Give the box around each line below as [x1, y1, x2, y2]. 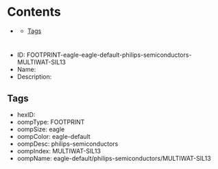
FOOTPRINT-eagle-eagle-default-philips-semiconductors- [26, 51, 192, 59]
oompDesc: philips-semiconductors [16, 140, 119, 148]
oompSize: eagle [16, 125, 65, 133]
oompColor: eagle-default [16, 132, 90, 140]
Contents [7, 4, 62, 20]
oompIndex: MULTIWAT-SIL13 [16, 146, 101, 155]
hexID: [16, 110, 36, 118]
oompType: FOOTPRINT [16, 118, 85, 126]
